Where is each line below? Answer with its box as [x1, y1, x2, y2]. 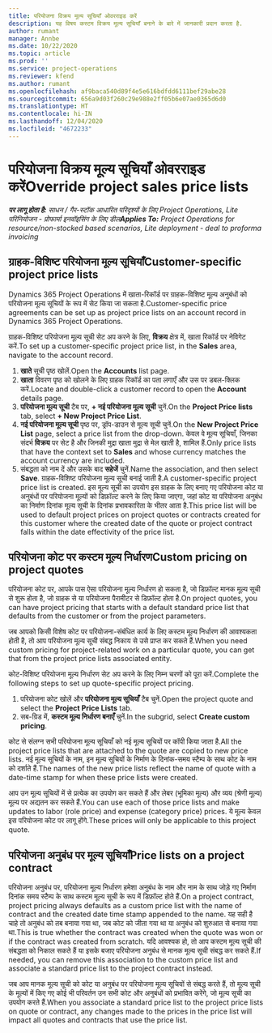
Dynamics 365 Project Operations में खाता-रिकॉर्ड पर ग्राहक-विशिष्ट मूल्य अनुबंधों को [8, 289, 248, 299]
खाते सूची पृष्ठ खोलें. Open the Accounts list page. [19, 365, 170, 375]
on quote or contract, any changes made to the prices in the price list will [8, 1006, 253, 1017]
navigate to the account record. [8, 350, 113, 360]
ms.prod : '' [8, 58, 49, 66]
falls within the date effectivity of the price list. [19, 527, 176, 536]
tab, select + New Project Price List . [19, 411, 142, 420]
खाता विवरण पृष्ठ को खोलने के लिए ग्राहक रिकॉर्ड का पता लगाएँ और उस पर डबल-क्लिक [19, 374, 240, 385]
